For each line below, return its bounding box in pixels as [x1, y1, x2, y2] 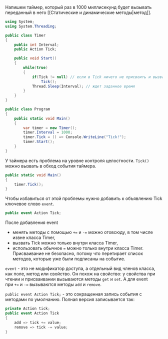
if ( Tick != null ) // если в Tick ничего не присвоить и [31, 74, 151, 79]
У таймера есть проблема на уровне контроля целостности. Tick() [5, 157, 149, 163]
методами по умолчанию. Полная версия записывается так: [5, 296, 135, 302]
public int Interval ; [14, 42, 59, 47]
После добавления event [5, 219, 58, 225]
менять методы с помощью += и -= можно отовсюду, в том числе [12, 229, 153, 235]
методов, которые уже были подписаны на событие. [12, 256, 125, 262]
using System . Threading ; [5, 23, 57, 29]
